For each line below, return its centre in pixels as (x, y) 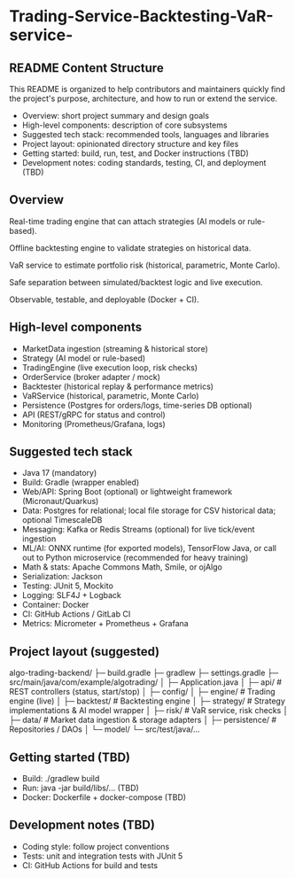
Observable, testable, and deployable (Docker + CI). (104, 299)
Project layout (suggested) (85, 652)
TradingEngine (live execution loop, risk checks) (109, 367)
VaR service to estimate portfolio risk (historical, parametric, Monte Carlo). (145, 265)
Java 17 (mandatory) (59, 473)
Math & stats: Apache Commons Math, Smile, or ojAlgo (122, 567)
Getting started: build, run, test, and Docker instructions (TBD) (136, 153)
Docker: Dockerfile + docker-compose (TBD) (104, 797)
